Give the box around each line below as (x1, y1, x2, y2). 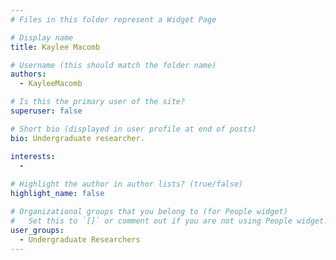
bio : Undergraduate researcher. (10, 133, 145, 143)
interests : (10, 151, 56, 161)
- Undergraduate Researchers (19, 234, 141, 245)
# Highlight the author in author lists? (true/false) (10, 179, 244, 190)
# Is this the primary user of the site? (10, 97, 186, 107)
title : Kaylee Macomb (10, 42, 101, 52)
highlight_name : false (10, 189, 105, 199)
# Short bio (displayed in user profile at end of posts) (10, 124, 257, 134)
